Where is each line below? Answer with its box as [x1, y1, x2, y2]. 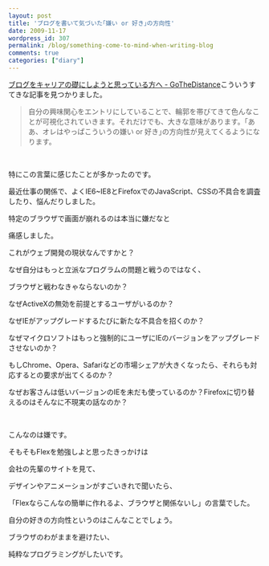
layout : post [8, 11, 52, 20]
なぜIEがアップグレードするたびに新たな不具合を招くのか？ [8, 316, 205, 325]
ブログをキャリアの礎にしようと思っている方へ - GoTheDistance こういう [8, 79, 249, 89]
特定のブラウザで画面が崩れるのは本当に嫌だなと [8, 214, 170, 223]
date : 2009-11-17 [8, 26, 67, 35]
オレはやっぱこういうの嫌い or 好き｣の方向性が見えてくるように [42, 126, 253, 136]
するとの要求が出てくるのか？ [14, 370, 114, 380]
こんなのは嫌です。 [8, 430, 71, 439]
